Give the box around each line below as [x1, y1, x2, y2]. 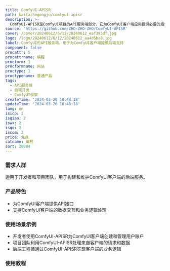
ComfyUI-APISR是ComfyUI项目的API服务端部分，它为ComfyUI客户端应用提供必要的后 [10, 21, 164, 27]
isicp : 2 [5, 111, 24, 117]
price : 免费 [5, 135, 29, 140]
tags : [5, 78, 17, 83]
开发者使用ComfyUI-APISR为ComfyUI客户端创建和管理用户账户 [12, 233, 144, 239]
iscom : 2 [5, 130, 24, 135]
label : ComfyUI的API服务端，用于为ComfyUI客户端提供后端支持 [5, 41, 124, 46]
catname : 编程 [5, 139, 34, 144]
